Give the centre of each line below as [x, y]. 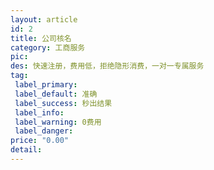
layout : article [44, 19]
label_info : [39, 112]
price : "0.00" [40, 141]
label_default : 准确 [56, 94]
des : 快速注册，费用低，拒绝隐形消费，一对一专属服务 [107, 66]
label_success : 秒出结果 [63, 103]
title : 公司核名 [41, 38]
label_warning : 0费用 [58, 122]
